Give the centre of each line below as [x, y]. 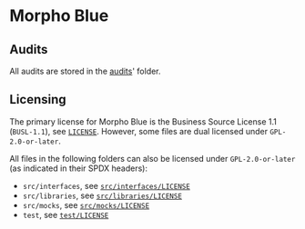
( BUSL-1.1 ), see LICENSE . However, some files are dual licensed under [139, 131]
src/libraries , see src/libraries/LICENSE [102, 195]
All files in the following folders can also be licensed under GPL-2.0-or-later [152, 158]
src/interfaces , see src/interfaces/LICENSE [107, 185]
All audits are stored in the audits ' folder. [85, 71]
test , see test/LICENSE [66, 214]
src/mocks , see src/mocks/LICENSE [86, 204]
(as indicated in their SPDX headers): [79, 168]
